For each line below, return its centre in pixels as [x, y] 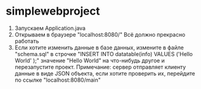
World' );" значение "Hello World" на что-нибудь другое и [90, 60]
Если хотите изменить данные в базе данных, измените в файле [99, 48]
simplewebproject [53, 11]
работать [27, 41]
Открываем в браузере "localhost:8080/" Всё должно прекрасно [100, 34]
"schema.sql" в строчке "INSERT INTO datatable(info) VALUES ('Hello [104, 54]
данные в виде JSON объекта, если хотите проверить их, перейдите [105, 73]
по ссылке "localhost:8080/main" [57, 80]
